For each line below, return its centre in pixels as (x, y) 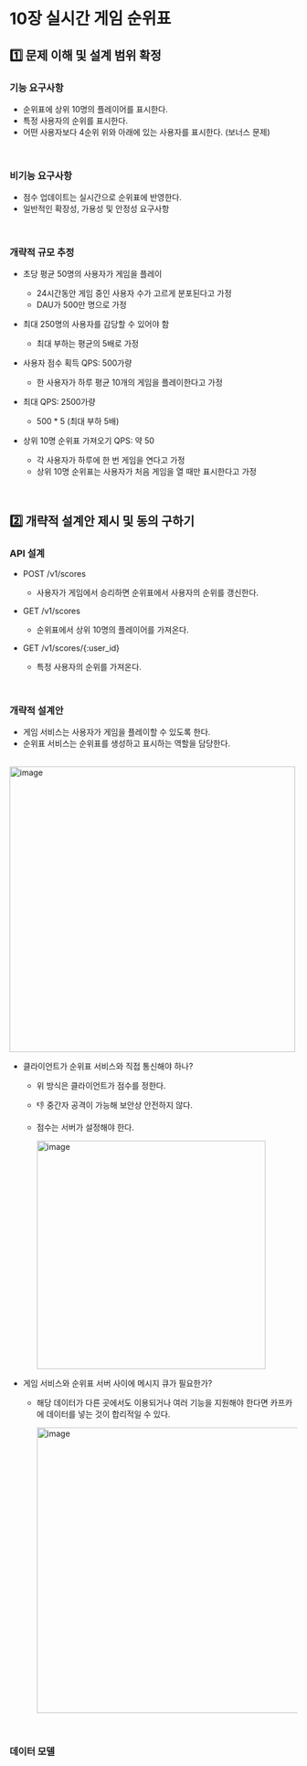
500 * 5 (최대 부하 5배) (78, 421)
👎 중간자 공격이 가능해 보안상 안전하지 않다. (115, 1105)
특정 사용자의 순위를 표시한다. (75, 121)
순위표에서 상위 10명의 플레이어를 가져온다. (112, 630)
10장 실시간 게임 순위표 (90, 19)
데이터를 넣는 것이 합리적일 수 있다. (108, 1414)
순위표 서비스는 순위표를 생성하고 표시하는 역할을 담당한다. (127, 744)
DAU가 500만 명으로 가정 (81, 305)
